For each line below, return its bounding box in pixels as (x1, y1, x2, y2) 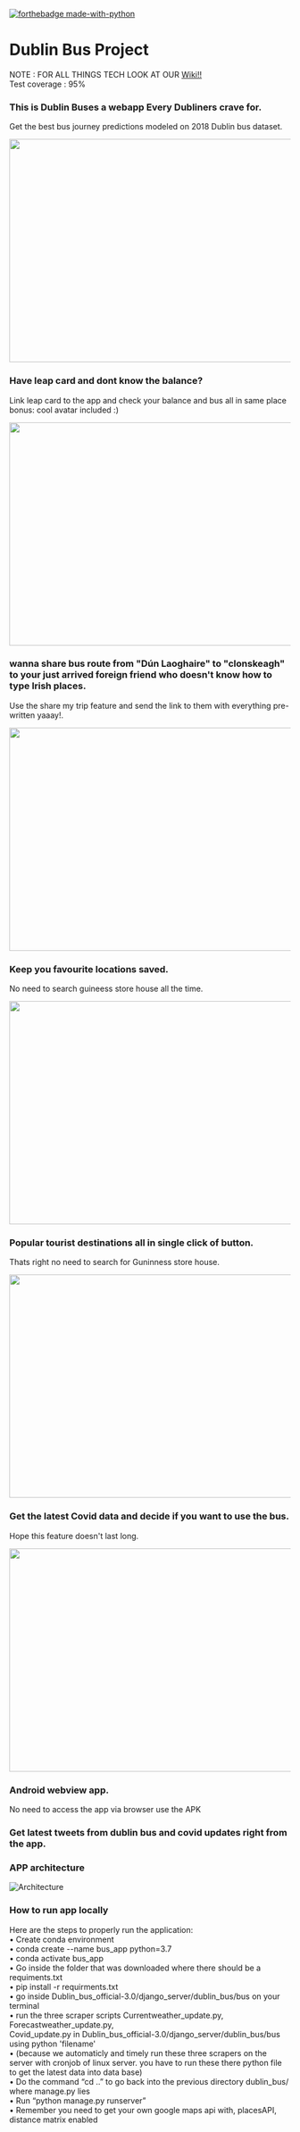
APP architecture (9, 1861, 85, 1874)
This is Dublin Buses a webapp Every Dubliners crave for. (9, 101, 262, 113)
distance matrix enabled (9, 2114, 98, 2125)
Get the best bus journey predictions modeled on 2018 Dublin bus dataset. (9, 121, 283, 132)
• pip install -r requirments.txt (9, 1981, 119, 1992)
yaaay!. (37, 710, 64, 720)
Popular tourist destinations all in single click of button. (9, 1237, 254, 1249)
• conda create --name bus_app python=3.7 (9, 1943, 172, 1954)
